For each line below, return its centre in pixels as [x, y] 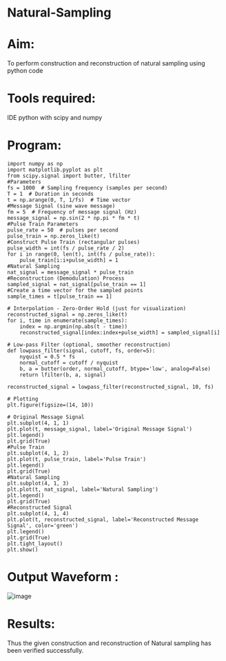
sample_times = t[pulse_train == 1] [60, 296]
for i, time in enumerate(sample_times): [68, 321]
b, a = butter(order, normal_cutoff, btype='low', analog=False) [115, 369]
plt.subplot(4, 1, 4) [38, 513]
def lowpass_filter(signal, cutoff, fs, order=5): [81, 351]
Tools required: [52, 99]
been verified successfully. [45, 650]
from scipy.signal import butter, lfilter [69, 176]
